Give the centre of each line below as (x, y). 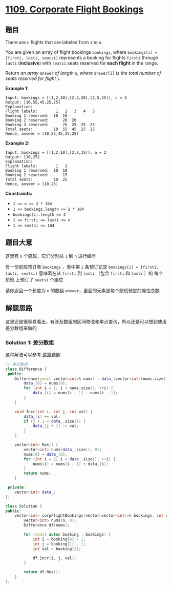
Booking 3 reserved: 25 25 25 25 (50, 125)
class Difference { (26, 369)
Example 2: (17, 143)
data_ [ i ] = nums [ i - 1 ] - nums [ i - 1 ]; (75, 393)
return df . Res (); (42, 572)
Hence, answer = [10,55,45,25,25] (42, 134)
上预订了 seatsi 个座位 (39, 279)
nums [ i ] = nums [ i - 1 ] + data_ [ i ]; (71, 464)
